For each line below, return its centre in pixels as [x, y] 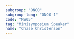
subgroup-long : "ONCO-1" [32, 15]
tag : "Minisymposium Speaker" [38, 24]
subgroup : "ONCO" [24, 10]
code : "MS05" [19, 19]
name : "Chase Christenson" [34, 29]
